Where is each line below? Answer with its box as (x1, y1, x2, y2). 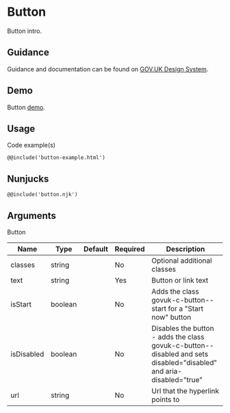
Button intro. (7, 27, 42, 35)
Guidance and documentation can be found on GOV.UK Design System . (7, 64, 209, 73)
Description (166, 244, 205, 254)
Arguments (7, 210, 57, 222)
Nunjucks (7, 173, 49, 185)
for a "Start (168, 304, 204, 313)
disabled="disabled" (151, 358, 218, 367)
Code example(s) (7, 141, 56, 150)
